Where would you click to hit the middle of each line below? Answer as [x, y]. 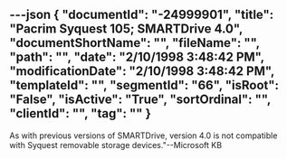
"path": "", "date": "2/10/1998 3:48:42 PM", [137, 57]
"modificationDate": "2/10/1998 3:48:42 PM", [142, 71]
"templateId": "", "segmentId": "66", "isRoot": [144, 85]
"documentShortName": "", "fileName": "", [134, 43]
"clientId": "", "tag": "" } [80, 113]
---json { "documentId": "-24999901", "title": [142, 15]
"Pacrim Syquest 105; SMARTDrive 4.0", [126, 29]
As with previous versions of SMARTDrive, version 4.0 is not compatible [143, 136]
